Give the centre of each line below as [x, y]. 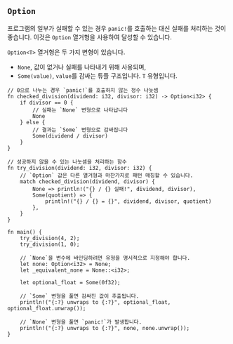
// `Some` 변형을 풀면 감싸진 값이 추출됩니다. [80, 296]
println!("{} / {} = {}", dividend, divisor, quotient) [128, 201]
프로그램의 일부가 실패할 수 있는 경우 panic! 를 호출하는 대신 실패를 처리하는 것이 [117, 28]
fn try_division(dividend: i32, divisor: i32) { [80, 168]
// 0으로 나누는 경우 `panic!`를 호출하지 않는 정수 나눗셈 [83, 90]
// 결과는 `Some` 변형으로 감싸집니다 [80, 130]
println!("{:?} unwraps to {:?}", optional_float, [95, 302]
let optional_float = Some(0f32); [70, 282]
